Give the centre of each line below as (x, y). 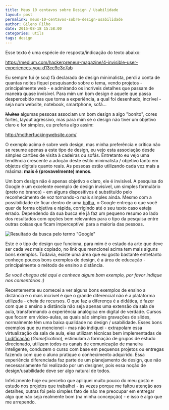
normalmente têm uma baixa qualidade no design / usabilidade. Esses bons (84, 322)
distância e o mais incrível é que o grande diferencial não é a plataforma (80, 295)
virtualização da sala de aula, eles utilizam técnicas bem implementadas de (83, 333)
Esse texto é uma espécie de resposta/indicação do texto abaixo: (73, 52)
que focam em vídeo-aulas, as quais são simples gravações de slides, (78, 317)
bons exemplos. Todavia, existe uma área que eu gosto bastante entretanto (83, 254)
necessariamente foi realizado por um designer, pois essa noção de (76, 365)
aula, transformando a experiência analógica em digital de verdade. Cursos (83, 311)
